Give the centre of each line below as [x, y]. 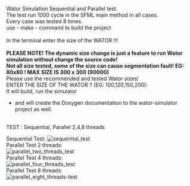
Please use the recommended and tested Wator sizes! [72, 78]
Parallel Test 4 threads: [35, 158]
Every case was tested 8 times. [45, 21]
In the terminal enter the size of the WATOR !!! [62, 40]
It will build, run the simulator [42, 91]
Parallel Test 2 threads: [34, 145]
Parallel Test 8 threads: [34, 170]
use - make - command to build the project [59, 28]
